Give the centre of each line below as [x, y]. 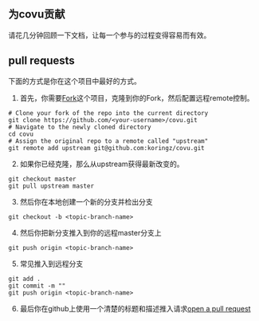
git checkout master [43, 179]
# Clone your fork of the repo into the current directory [108, 113]
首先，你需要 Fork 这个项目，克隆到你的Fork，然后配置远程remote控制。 [137, 97]
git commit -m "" [37, 286]
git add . [25, 279]
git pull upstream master [51, 186]
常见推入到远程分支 [51, 264]
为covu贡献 [37, 14]
